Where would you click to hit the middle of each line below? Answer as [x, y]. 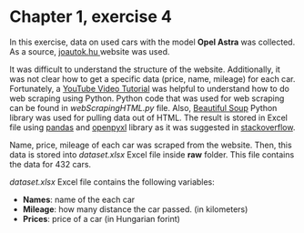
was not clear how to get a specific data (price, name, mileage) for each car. [152, 78]
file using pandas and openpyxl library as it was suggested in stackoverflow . [152, 127]
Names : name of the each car [79, 199]
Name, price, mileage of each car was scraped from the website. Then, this [151, 145]
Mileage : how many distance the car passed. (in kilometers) [135, 209]
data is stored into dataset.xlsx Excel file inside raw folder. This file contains [152, 154]
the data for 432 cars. [51, 164]
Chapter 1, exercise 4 [91, 17]
